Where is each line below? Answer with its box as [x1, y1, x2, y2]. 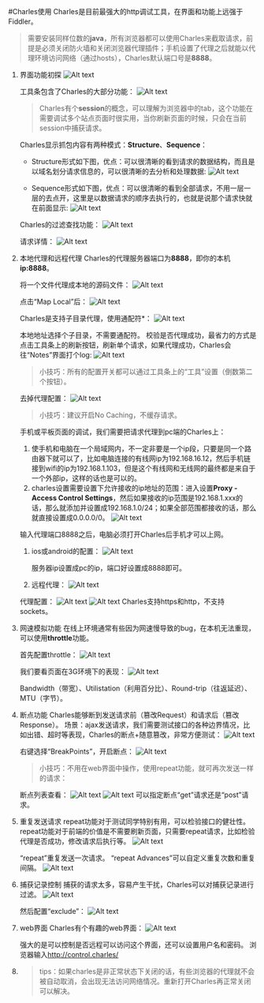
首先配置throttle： [19, 650, 78, 659]
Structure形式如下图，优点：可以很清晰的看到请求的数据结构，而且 [31, 157, 248, 166]
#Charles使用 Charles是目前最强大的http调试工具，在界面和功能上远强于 [8, 7, 244, 16]
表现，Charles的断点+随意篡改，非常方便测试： [68, 730, 222, 739]
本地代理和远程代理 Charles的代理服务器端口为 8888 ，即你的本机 [19, 253, 231, 263]
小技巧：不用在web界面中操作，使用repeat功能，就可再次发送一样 [39, 764, 255, 773]
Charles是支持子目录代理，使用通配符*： [19, 314, 152, 323]
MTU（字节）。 [19, 694, 67, 702]
